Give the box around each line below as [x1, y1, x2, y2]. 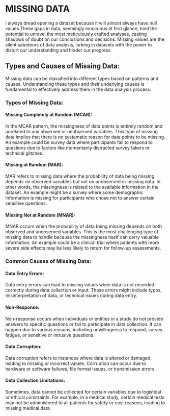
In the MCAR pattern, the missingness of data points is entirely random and [5, 123, 163, 129]
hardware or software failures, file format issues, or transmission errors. [5, 365, 156, 372]
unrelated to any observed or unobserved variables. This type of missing [5, 128, 158, 134]
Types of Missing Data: [5, 99, 64, 106]
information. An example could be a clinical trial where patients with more [5, 239, 159, 246]
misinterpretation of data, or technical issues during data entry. [5, 292, 137, 299]
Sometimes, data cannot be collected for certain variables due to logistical [5, 389, 161, 395]
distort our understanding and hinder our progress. [5, 47, 112, 53]
